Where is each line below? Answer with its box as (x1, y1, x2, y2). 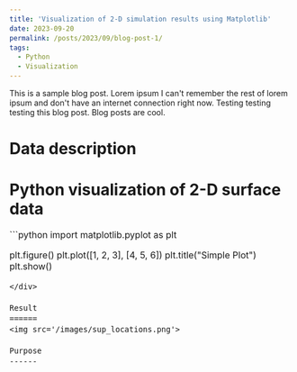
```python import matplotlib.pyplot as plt (9, 229, 177, 241)
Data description (9, 139, 137, 159)
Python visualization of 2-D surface (9, 180, 282, 200)
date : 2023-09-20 (9, 23, 75, 33)
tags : (9, 43, 30, 52)
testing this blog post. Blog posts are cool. (9, 107, 166, 117)
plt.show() (9, 260, 52, 273)
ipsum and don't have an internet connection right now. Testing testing (9, 97, 272, 108)
